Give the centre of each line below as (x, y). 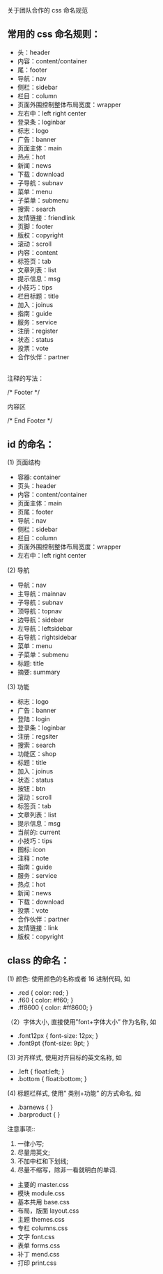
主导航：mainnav (42, 594)
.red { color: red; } (43, 992)
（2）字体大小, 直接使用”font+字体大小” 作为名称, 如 (82, 1021)
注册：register (38, 331)
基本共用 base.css (43, 1202)
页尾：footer (35, 512)
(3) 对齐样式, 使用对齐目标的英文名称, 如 (64, 1057)
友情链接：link (38, 928)
